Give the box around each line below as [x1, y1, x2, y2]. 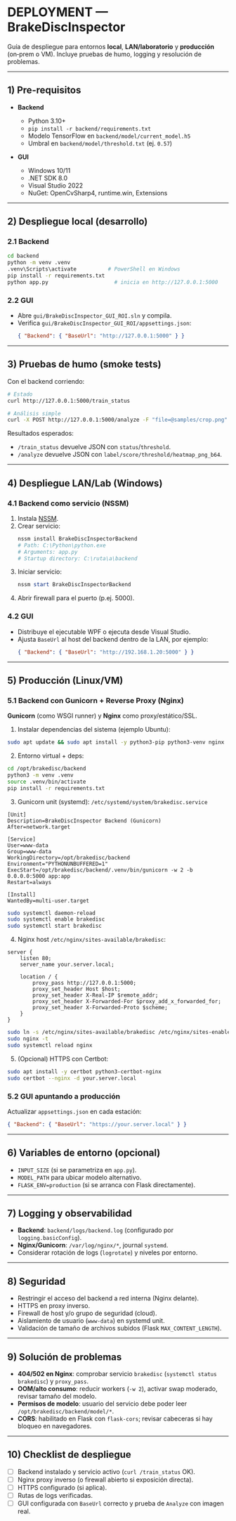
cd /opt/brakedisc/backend [7, 765, 86, 772]
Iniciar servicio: [17, 567, 62, 576]
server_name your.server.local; [20, 961, 114, 969]
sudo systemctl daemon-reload [7, 910, 96, 917]
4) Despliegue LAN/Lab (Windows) [7, 477, 163, 489]
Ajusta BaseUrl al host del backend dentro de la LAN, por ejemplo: [17, 635, 209, 643]
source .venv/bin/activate [7, 778, 86, 785]
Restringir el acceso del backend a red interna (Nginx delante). [17, 1294, 199, 1302]
